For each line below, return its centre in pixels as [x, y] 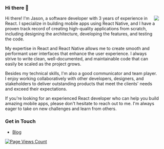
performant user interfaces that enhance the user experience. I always [76, 54]
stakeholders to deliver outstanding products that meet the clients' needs [79, 84]
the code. [15, 39]
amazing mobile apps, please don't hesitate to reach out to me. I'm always [80, 104]
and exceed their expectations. [36, 89]
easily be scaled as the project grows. [43, 64]
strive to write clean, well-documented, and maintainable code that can [77, 59]
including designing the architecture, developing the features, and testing [79, 34]
